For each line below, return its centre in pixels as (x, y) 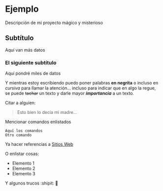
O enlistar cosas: (22, 154)
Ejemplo (22, 9)
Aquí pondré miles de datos (33, 73)
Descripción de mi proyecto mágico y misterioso (54, 23)
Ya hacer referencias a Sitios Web (39, 144)
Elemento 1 (23, 164)
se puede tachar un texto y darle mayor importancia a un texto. (69, 93)
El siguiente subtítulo (31, 62)
